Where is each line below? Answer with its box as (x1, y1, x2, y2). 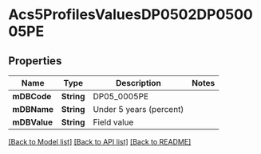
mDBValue (12, 117, 53, 128)
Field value (93, 117, 134, 128)
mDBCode (12, 91, 52, 102)
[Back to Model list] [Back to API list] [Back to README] (8, 137, 192, 146)
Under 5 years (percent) (93, 104, 184, 114)
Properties (8, 54, 62, 67)
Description (115, 78, 161, 88)
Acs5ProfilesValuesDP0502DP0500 (8, 6, 253, 24)
